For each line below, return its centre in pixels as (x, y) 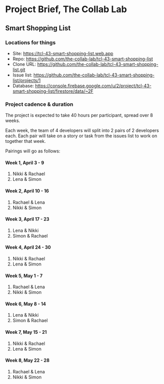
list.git (19, 69)
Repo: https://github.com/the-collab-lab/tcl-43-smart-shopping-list (83, 59)
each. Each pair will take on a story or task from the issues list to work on (81, 136)
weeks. (13, 121)
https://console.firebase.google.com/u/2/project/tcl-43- (93, 86)
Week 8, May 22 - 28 (27, 360)
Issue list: (22, 75)
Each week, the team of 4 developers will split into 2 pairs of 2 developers (82, 131)
